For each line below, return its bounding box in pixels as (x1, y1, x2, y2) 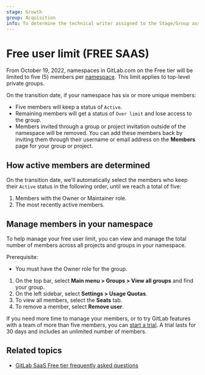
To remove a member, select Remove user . (15, 303, 124, 310)
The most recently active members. (15, 201, 105, 208)
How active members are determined (6, 160, 151, 170)
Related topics (6, 346, 62, 356)
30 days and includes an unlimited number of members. (6, 327, 147, 335)
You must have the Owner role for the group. (15, 265, 128, 272)
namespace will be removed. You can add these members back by (15, 129, 183, 137)
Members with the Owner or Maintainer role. (15, 195, 127, 202)
